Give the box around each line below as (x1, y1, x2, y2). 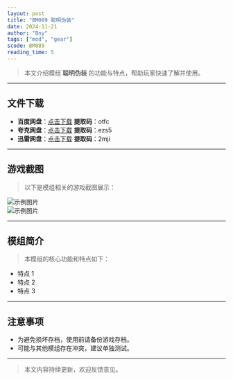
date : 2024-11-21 (7, 23, 58, 30)
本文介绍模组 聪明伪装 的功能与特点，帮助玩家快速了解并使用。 (24, 69, 205, 77)
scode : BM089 (7, 42, 45, 49)
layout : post (7, 10, 45, 17)
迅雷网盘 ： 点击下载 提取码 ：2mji (17, 135, 111, 143)
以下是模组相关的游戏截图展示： (24, 183, 116, 191)
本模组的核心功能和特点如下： (24, 254, 110, 264)
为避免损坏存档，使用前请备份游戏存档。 (17, 336, 133, 344)
